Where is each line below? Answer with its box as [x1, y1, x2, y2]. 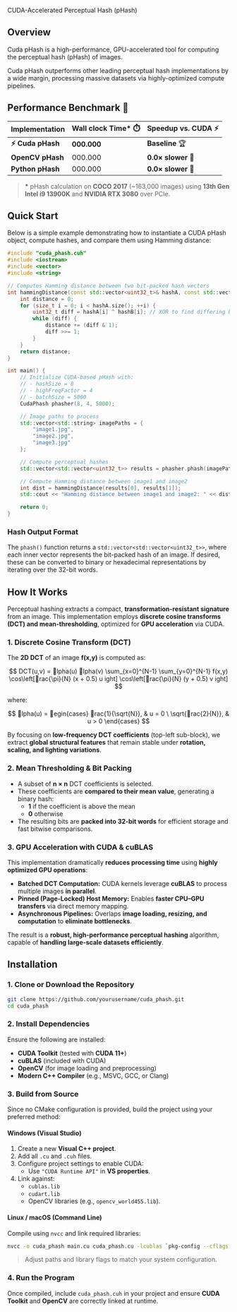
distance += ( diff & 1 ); [44, 321, 119, 329]
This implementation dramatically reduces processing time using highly [7, 858, 218, 867]
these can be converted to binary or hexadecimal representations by [7, 558, 207, 567]
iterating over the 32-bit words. [7, 565, 98, 574]
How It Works [7, 586, 68, 598]
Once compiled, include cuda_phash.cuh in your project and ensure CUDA [7, 1289, 220, 1297]
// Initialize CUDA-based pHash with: [20, 374, 134, 381]
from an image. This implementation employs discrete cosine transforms [7, 613, 221, 621]
